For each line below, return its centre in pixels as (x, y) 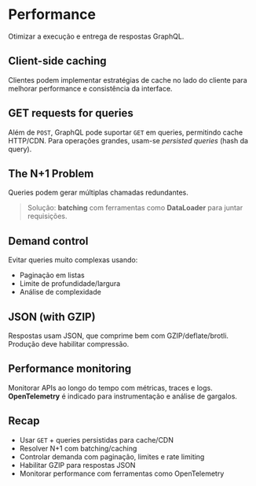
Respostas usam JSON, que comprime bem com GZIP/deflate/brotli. (119, 336)
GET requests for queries (71, 113)
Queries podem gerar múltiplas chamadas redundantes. (98, 193)
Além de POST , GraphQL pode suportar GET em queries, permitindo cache (126, 132)
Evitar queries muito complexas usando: (73, 260)
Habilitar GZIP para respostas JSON (77, 465)
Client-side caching (58, 61)
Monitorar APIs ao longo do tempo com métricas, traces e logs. (111, 388)
